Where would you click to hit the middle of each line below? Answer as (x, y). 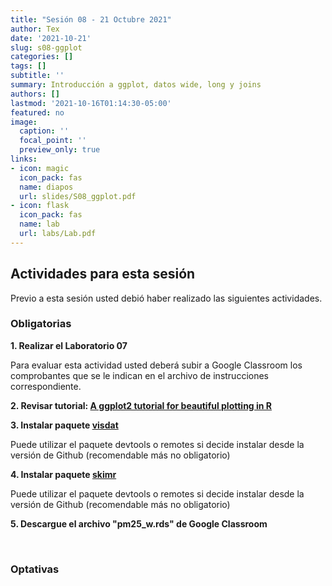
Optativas (35, 569)
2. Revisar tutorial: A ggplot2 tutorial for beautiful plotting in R (141, 405)
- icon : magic (40, 168)
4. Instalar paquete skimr (63, 474)
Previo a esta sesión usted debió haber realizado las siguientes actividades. (166, 298)
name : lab (39, 224)
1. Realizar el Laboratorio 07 (69, 345)
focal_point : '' (53, 141)
